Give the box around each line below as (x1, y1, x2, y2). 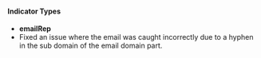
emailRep (18, 24, 51, 33)
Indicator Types (7, 6, 61, 16)
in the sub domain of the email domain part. (18, 41, 163, 51)
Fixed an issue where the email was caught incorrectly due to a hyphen (18, 33, 254, 42)
